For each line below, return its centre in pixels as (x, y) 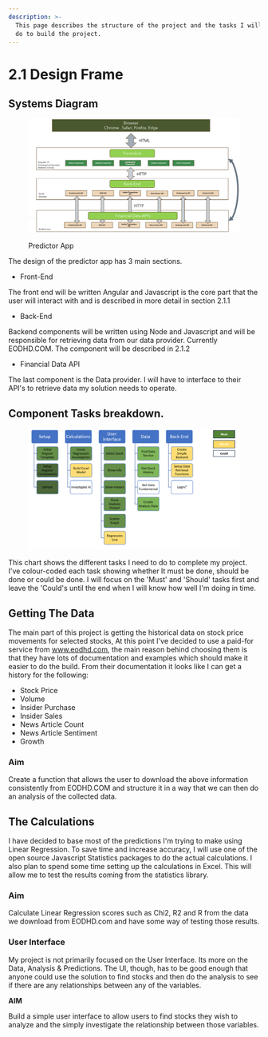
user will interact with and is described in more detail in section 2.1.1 (119, 301)
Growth (32, 742)
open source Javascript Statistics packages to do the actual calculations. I (130, 858)
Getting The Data (51, 613)
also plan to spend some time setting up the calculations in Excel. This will (130, 867)
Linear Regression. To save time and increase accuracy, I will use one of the (133, 850)
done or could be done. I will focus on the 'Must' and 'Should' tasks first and (134, 580)
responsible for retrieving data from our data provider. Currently (113, 341)
